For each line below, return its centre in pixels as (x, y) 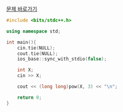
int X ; (25, 70)
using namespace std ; (34, 31)
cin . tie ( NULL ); (36, 48)
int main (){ (21, 42)
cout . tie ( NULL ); (38, 53)
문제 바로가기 (22, 9)
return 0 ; (30, 97)
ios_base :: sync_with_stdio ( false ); (62, 59)
